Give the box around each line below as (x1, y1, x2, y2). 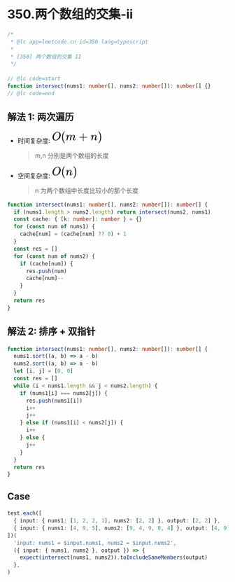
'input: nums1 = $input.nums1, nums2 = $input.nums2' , (13, 539, 177, 546)
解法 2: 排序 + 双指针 (7, 326, 96, 338)
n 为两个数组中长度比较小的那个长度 (34, 186, 138, 195)
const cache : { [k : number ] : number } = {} (13, 216, 142, 223)
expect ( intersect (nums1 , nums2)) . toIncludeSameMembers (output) (20, 554, 208, 561)
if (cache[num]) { (20, 260, 73, 267)
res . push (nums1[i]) (25, 397, 83, 404)
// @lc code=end (7, 90, 55, 97)
